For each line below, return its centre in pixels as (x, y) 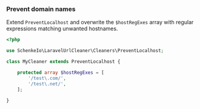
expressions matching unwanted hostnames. (62, 28)
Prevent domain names (41, 9)
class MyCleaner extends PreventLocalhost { (63, 62)
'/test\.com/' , (47, 78)
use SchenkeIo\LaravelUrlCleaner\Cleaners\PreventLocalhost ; (85, 51)
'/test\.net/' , (47, 84)
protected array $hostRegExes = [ (61, 72)
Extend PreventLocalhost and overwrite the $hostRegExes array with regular (100, 22)
